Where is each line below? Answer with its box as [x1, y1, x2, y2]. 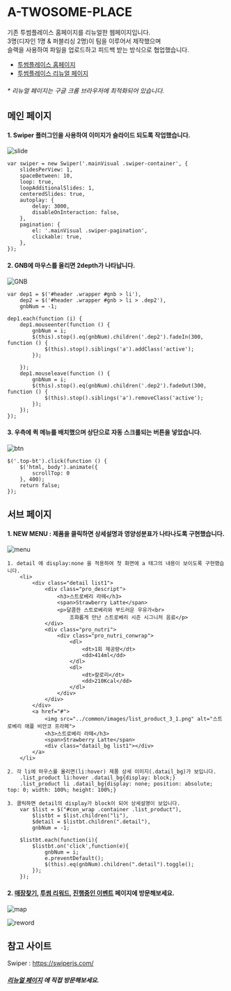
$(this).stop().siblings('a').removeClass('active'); [44, 394, 204, 401]
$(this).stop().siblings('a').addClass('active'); [44, 346, 195, 353]
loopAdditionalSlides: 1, [19, 185, 95, 192]
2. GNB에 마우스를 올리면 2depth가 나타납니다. [7, 261, 136, 269]
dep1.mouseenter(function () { [19, 321, 111, 328]
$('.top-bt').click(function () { [7, 457, 108, 464]
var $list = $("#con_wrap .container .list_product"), [19, 806, 182, 813]
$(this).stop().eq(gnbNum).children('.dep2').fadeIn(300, [32, 333, 204, 340]
